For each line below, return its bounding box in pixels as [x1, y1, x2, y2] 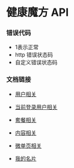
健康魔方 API [6, 5, 69, 19]
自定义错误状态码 [14, 59, 58, 66]
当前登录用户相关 [14, 103, 58, 110]
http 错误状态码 [14, 51, 53, 58]
